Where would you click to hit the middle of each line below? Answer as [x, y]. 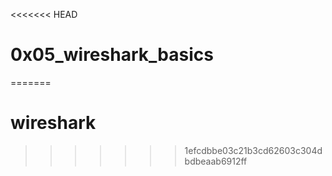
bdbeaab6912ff [216, 161]
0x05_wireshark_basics [112, 55]
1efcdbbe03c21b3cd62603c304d [253, 150]
